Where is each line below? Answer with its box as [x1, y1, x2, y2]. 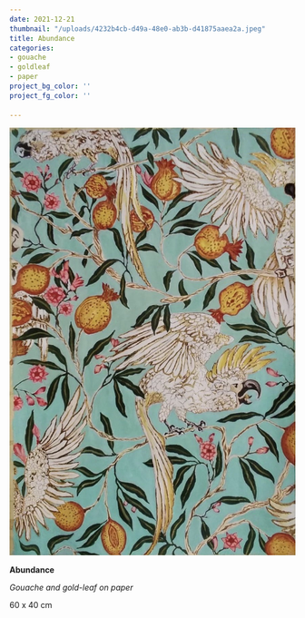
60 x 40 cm [9, 600, 53, 611]
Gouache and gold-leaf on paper [9, 582, 133, 593]
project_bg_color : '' [9, 82, 92, 91]
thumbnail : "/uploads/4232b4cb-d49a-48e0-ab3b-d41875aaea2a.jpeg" [9, 24, 266, 34]
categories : [9, 44, 54, 53]
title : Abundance [9, 34, 75, 43]
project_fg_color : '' [9, 91, 92, 100]
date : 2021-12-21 [9, 15, 75, 24]
